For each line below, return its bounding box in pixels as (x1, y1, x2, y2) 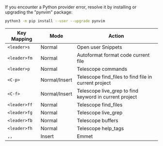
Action (108, 32, 124, 39)
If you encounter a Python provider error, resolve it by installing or (5, 4, 137, 10)
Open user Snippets (77, 44, 122, 50)
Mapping (11, 35, 33, 42)
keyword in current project (77, 93, 137, 100)
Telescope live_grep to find (77, 87, 139, 94)
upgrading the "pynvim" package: (5, 9, 73, 15)
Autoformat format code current (77, 51, 150, 58)
